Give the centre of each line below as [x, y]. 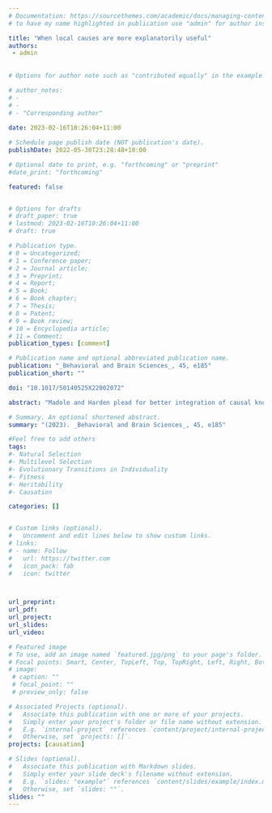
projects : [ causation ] [47, 745]
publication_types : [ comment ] [59, 344]
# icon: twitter [39, 573]
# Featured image [38, 647]
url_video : [27, 632]
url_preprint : [32, 602]
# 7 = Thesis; [32, 306]
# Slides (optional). [45, 759]
